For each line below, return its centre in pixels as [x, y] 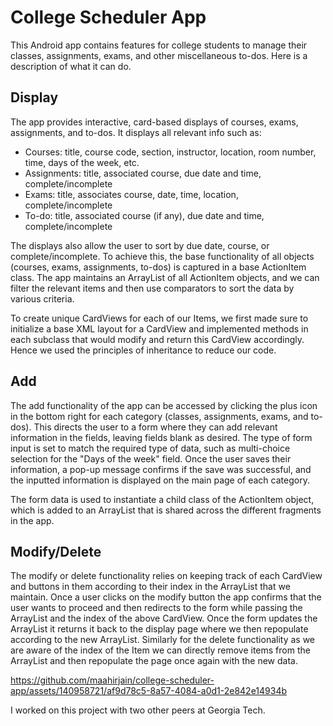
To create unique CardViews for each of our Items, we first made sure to [159, 318]
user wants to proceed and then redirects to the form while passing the [156, 608]
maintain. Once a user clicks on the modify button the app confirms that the [166, 597]
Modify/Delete [56, 551]
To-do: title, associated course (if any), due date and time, [144, 215]
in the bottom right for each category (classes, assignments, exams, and [159, 416]
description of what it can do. [71, 66]
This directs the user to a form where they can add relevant [155, 427]
